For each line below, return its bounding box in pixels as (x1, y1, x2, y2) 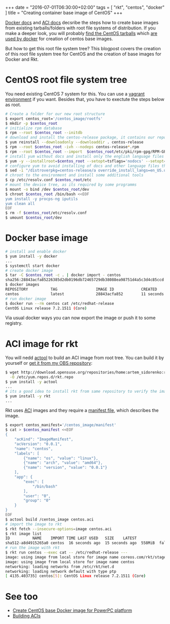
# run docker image (5, 296, 47, 301)
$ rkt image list (5, 531, 42, 536)
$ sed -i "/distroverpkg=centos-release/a (5, 168, 96, 173)
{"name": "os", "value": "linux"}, (23, 456, 99, 461)
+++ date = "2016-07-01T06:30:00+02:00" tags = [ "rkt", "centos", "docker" (5, 5, 165, 10)
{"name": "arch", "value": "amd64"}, (23, 460, 103, 466)
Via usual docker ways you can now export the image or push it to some (5, 315, 156, 321)
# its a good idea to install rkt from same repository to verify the (5, 389, 157, 394)
